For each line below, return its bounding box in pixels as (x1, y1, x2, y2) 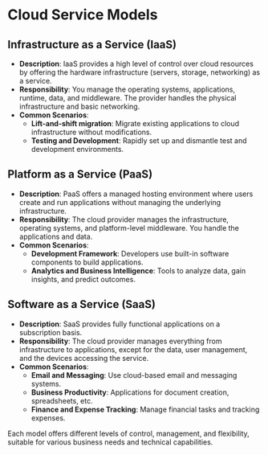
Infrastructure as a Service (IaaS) (7, 38, 177, 51)
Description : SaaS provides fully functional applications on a (18, 319, 221, 329)
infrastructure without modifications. (30, 127, 152, 137)
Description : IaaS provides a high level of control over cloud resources (18, 59, 254, 68)
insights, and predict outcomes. (30, 274, 136, 284)
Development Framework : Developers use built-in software (30, 248, 229, 258)
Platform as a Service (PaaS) (7, 167, 153, 182)
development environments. (30, 145, 124, 154)
